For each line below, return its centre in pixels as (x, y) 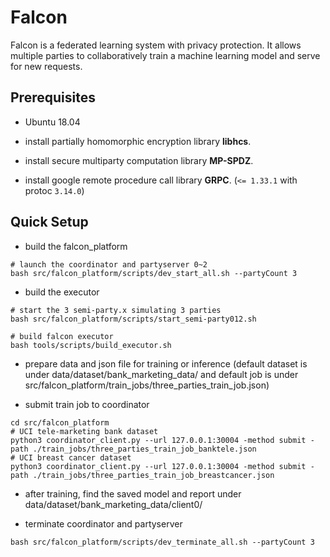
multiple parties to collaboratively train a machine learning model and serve (165, 55)
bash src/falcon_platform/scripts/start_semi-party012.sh (133, 319)
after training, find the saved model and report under (133, 493)
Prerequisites (53, 97)
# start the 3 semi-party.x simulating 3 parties (116, 310)
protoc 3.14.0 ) (54, 190)
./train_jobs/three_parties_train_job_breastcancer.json (153, 475)
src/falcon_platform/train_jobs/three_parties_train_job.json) (147, 385)
